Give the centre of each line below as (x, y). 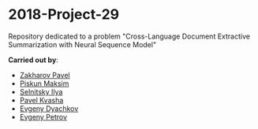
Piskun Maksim (44, 83)
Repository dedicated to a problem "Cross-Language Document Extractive (129, 36)
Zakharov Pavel (45, 75)
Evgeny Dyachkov (49, 109)
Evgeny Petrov (43, 116)
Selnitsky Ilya (41, 91)
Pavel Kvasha (41, 100)
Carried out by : (34, 60)
